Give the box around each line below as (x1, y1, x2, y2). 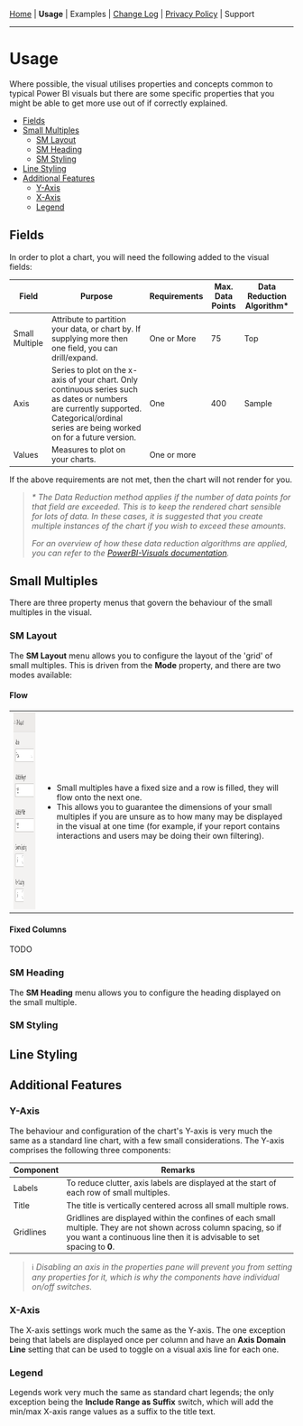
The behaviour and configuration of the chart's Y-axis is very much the (9, 1125, 273, 1136)
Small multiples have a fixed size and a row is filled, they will (56, 782, 280, 793)
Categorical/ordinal (50, 412, 124, 424)
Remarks (161, 1165, 196, 1176)
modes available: (9, 669, 72, 680)
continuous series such (50, 384, 138, 395)
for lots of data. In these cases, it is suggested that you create (31, 510, 263, 521)
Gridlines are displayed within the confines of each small (66, 1212, 276, 1223)
